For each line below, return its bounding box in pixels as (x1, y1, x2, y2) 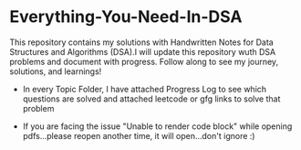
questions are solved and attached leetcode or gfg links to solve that (22, 93, 281, 104)
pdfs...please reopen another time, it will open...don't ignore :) (22, 130, 255, 141)
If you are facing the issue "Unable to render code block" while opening (22, 121, 293, 132)
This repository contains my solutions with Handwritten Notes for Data (9, 37, 274, 48)
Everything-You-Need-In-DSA (9, 6, 243, 27)
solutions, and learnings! (9, 66, 102, 77)
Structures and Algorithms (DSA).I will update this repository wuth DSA (9, 46, 276, 57)
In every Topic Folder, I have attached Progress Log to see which (22, 83, 267, 94)
